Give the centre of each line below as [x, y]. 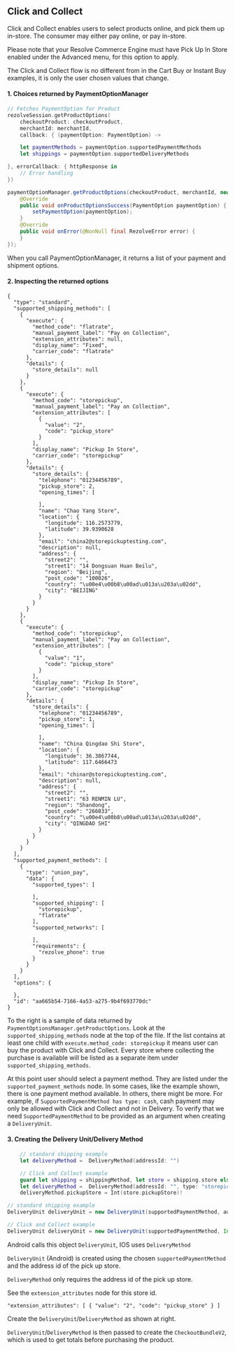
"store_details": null [65, 370]
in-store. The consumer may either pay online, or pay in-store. [97, 36]
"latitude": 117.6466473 [81, 762]
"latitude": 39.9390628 [79, 529]
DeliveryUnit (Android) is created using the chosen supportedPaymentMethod [116, 1258]
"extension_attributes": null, [78, 339]
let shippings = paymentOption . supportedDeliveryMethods [105, 154]
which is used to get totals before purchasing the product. [91, 1339]
